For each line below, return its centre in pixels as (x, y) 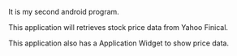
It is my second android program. (64, 12)
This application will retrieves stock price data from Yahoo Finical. (118, 27)
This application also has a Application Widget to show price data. (119, 43)
